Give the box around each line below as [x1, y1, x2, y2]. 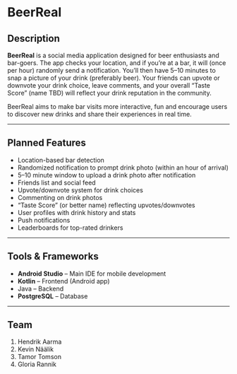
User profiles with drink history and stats [17, 208, 136, 216]
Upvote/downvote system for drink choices [17, 185, 143, 194]
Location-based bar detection [17, 156, 104, 164]
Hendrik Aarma [17, 337, 62, 346]
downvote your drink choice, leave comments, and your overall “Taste [7, 81, 210, 89]
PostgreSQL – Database [17, 291, 88, 300]
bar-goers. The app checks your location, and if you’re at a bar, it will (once [7, 59, 226, 67]
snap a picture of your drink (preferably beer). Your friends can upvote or [7, 74, 220, 82]
